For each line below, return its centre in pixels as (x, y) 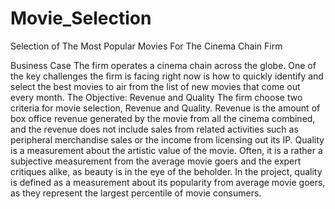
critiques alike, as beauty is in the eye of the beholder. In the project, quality (166, 171)
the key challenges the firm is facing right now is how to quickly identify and (167, 76)
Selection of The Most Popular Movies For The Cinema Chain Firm (146, 46)
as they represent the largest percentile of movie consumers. (136, 193)
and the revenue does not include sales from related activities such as (154, 129)
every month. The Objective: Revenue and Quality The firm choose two (156, 97)
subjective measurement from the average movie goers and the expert (156, 161)
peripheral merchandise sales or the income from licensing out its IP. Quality (167, 139)
